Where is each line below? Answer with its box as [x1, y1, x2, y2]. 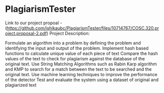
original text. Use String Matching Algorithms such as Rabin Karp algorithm [5, 61, 157, 67]
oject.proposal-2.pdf [5, 30, 47, 36]
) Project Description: [46, 30, 90, 36]
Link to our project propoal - [5, 20, 63, 26]
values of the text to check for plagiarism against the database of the [5, 55, 145, 61]
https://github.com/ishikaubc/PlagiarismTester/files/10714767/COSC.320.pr [6, 25, 159, 31]
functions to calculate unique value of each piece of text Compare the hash [5, 50, 158, 56]
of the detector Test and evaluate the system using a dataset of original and [5, 77, 159, 83]
